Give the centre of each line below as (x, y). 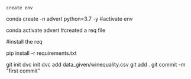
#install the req (24, 42)
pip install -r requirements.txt (41, 53)
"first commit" (23, 71)
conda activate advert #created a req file (56, 30)
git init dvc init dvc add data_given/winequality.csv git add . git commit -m (96, 65)
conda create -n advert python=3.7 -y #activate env (69, 19)
